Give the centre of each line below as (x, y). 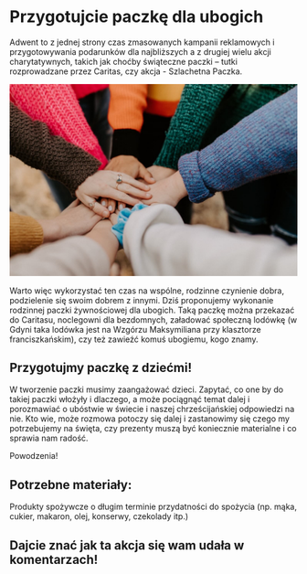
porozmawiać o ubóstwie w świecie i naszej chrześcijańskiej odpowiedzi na (152, 409)
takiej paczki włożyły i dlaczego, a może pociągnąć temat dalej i (130, 399)
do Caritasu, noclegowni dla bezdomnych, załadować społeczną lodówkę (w (153, 319)
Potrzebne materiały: (71, 485)
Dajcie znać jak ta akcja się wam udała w (127, 545)
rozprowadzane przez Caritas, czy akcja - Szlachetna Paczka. (126, 71)
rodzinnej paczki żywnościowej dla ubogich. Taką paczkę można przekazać (152, 310)
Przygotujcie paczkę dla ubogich (137, 17)
